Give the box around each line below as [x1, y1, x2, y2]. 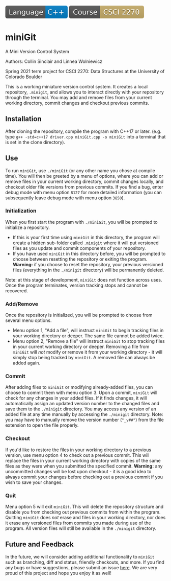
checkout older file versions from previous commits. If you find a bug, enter [5, 183, 164, 190]
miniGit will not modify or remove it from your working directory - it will [12, 349, 163, 355]
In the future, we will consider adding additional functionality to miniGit [5, 553, 155, 560]
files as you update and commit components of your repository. [12, 245, 146, 251]
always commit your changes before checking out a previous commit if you [5, 474, 163, 480]
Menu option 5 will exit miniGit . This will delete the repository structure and [5, 504, 164, 510]
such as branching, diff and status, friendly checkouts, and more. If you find [5, 559, 164, 565]
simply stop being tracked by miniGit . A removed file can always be [12, 355, 155, 361]
